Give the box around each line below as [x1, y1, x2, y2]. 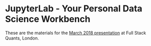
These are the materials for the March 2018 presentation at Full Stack [5, 30, 146, 36]
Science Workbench [5, 13, 91, 25]
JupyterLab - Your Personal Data [5, 3, 143, 14]
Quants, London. [5, 35, 39, 41]
